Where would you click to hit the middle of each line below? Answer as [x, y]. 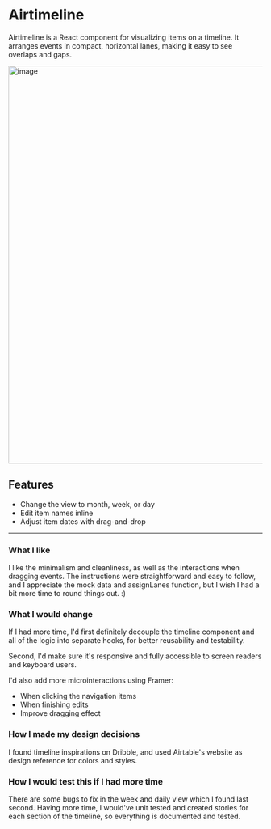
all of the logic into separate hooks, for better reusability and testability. [127, 641]
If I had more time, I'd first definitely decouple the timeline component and [131, 632]
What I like [29, 550]
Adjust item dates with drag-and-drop [83, 521]
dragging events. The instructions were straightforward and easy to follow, [132, 577]
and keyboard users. [42, 665]
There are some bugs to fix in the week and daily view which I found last [128, 799]
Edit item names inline [56, 513]
